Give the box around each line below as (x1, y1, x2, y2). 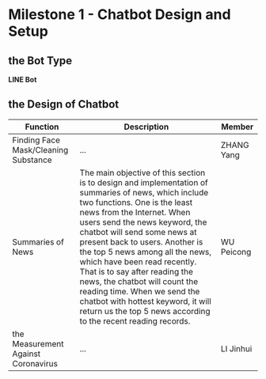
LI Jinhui (220, 343, 253, 354)
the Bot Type (8, 54, 73, 67)
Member (221, 121, 254, 132)
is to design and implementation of (79, 176, 208, 188)
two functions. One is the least (79, 196, 192, 207)
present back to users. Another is (79, 236, 203, 247)
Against (12, 348, 41, 359)
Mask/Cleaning (12, 144, 69, 155)
